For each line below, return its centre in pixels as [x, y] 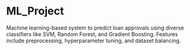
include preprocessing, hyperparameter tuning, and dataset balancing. [94, 40]
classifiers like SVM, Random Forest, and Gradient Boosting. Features [92, 34]
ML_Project [35, 11]
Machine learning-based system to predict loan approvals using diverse [95, 28]
